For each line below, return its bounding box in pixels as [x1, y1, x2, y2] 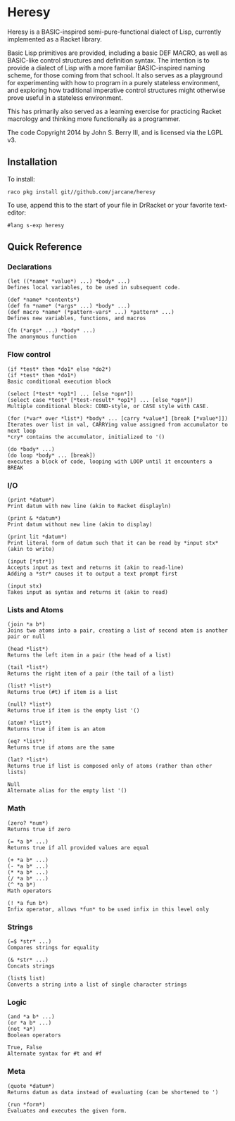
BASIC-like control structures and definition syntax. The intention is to [7, 56, 210, 64]
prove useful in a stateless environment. [7, 93, 123, 102]
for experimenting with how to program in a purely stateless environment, [7, 78, 220, 87]
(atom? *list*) [7, 719, 52, 727]
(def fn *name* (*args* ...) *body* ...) [7, 303, 131, 310]
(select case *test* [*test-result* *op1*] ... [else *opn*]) [7, 396, 193, 403]
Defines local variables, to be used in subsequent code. [7, 284, 181, 291]
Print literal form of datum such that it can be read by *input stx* [7, 540, 219, 547]
